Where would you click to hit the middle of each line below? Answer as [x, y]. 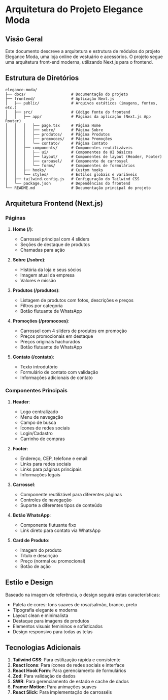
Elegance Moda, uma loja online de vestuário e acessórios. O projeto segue [84, 57]
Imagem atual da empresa [47, 275]
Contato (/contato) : [33, 357]
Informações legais [40, 474]
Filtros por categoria [41, 305]
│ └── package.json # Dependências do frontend [68, 183]
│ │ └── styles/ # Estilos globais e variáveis [71, 174]
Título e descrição [39, 555]
